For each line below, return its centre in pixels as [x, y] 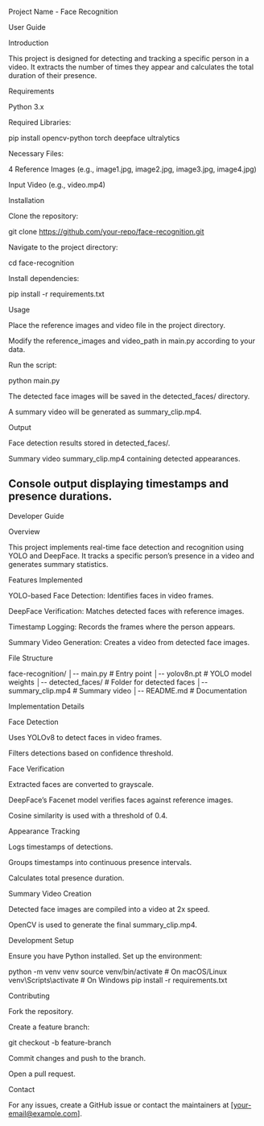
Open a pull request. [42, 1074]
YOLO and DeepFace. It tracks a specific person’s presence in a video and [132, 556]
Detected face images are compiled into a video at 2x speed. [109, 909]
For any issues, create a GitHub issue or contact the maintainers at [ [121, 1105]
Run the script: [33, 365]
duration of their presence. [53, 75]
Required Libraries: [40, 122]
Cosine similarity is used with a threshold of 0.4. [88, 815]
